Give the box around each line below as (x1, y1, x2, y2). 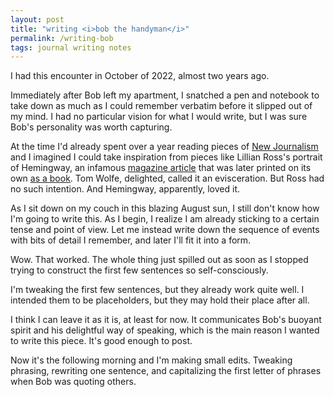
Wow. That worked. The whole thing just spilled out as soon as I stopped (10, 254, 309, 266)
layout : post (10, 14, 65, 25)
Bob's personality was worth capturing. (10, 121, 173, 133)
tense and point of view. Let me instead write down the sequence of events (10, 224, 320, 236)
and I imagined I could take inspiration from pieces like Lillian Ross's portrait (10, 151, 323, 163)
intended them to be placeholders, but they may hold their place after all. (10, 294, 310, 306)
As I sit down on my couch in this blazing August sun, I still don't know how (10, 202, 320, 215)
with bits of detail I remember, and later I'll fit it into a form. (10, 234, 252, 246)
